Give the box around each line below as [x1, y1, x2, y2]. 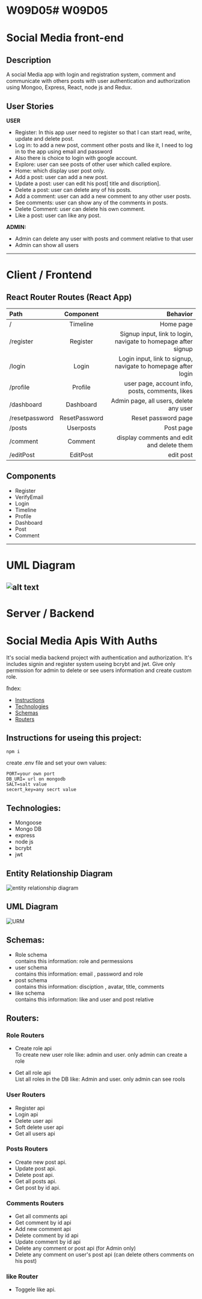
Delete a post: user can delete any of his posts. [14, 186, 132, 193]
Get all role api [14, 1069, 51, 1077]
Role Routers [6, 1031, 44, 1039]
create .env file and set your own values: [6, 759, 107, 766]
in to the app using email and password [14, 148, 113, 155]
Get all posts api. [14, 1178, 57, 1185]
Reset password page [131, 414, 193, 422]
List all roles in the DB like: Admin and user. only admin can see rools [14, 1075, 185, 1083]
